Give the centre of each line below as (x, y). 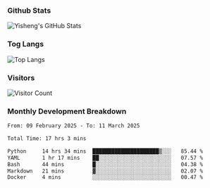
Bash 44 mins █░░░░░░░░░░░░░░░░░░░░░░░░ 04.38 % (105, 164)
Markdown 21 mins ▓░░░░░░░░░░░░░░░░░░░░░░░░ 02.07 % (105, 171)
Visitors (21, 77)
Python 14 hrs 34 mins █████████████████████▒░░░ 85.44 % (105, 151)
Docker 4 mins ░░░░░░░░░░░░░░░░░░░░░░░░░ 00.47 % (105, 177)
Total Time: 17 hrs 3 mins (47, 139)
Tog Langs (26, 44)
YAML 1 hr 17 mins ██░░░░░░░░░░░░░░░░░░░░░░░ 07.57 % (105, 158)
